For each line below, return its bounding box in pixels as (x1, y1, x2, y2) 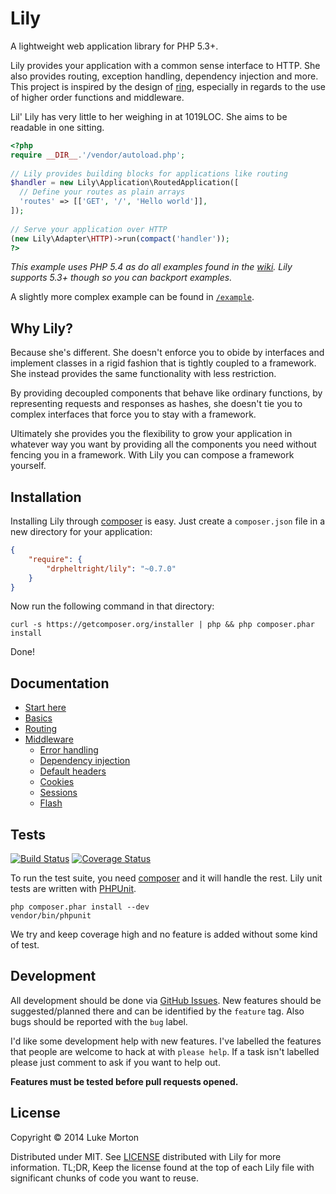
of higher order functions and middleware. (10, 91, 185, 103)
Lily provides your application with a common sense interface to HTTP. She (10, 59, 321, 71)
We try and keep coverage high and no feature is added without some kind (10, 928, 318, 941)
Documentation (10, 675, 110, 692)
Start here (24, 702, 67, 714)
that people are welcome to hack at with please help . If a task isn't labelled (10, 1045, 320, 1057)
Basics (24, 712, 53, 724)
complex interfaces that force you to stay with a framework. (10, 408, 257, 421)
